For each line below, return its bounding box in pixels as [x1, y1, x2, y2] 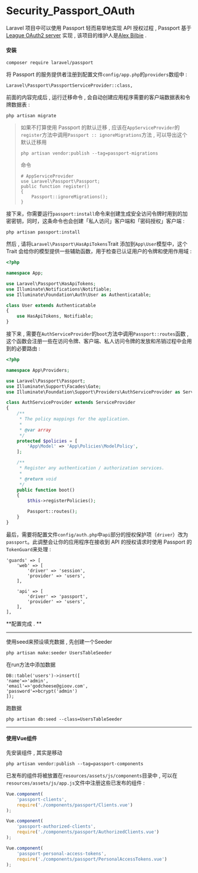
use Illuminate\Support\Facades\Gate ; [6, 383, 101, 390]
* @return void [19, 476, 57, 482]
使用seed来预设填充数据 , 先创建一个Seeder [6, 638, 113, 645]
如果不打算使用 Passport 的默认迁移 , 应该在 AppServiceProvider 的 [20, 124, 180, 131]
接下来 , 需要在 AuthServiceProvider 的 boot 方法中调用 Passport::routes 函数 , [6, 330, 189, 337]
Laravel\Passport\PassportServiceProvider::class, [6, 83, 133, 89]
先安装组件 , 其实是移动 [6, 749, 62, 756]
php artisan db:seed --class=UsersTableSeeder [6, 716, 123, 722]
